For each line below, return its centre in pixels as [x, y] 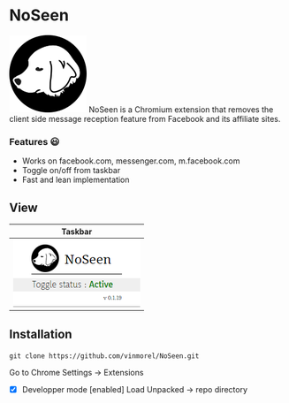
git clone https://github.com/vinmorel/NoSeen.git [104, 356]
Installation [41, 334]
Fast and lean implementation [76, 180]
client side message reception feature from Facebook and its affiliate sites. [145, 118]
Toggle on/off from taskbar [71, 171]
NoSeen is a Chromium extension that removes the [181, 109]
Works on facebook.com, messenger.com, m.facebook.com [131, 161]
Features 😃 [34, 141]
